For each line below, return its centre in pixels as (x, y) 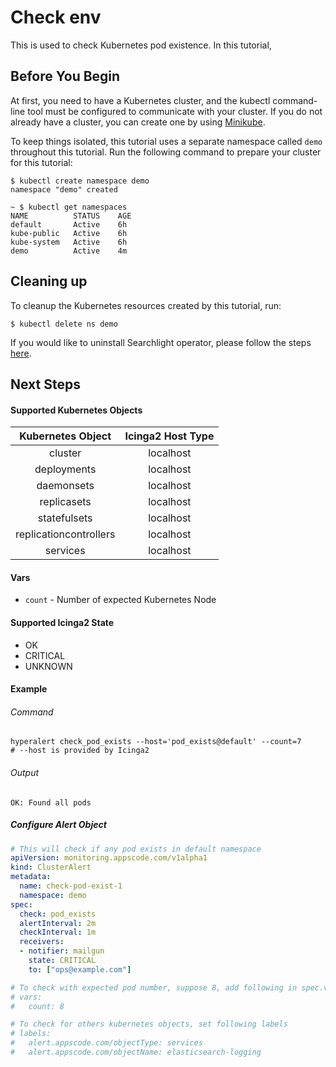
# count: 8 (37, 1006)
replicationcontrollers (65, 534)
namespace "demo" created (64, 189)
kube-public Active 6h (69, 233)
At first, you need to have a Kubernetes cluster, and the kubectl (140, 100)
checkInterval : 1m (58, 932)
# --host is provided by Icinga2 (80, 751)
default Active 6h (69, 224)
